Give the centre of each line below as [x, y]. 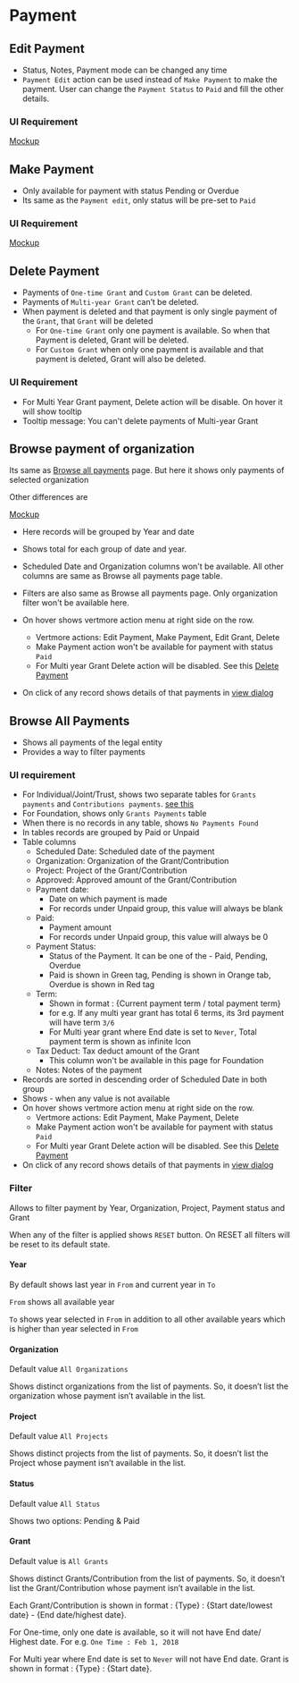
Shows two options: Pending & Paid [75, 1520]
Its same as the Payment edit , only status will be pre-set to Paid [139, 200]
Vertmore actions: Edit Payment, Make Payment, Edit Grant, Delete [158, 638]
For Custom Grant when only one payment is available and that [149, 350]
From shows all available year [62, 1301]
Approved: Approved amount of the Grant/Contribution [136, 880]
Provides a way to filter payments [83, 752]
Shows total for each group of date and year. [104, 549]
